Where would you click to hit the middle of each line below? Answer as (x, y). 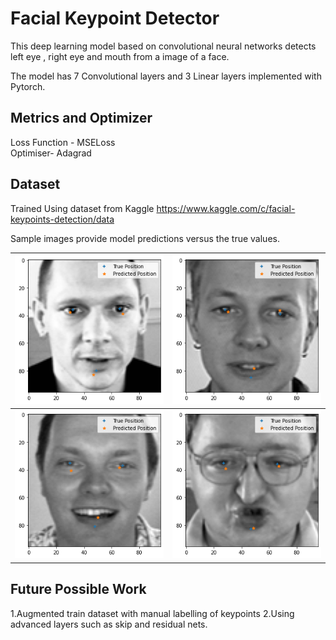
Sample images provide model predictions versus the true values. (145, 238)
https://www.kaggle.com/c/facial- (226, 208)
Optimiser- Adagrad (51, 153)
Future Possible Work (78, 589)
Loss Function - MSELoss (63, 142)
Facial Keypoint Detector (115, 18)
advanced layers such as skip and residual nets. (109, 624)
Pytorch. (28, 86)
